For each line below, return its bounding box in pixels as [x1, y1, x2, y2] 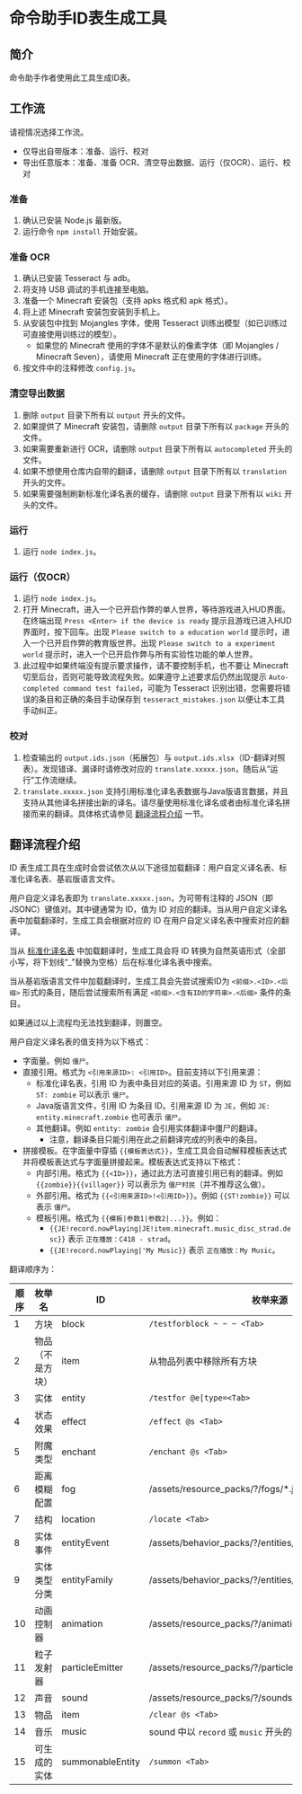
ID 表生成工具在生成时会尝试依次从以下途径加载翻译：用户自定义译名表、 [9, 862, 280, 873]
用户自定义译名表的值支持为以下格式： [9, 1037, 151, 1047]
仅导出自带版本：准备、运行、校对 [22, 146, 149, 156]
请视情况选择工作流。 [9, 127, 88, 137]
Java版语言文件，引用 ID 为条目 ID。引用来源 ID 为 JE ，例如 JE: [35, 1100, 271, 1111]
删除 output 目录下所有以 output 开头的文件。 [22, 410, 191, 420]
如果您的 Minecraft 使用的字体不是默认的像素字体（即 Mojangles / [35, 340, 280, 351]
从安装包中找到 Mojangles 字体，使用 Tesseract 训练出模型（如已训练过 [22, 318, 288, 329]
